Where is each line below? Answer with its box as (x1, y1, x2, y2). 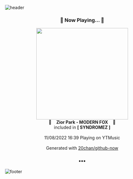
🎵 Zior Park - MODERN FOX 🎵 (48, 119, 116, 125)
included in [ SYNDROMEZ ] (53, 124, 111, 130)
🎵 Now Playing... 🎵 (60, 17, 105, 23)
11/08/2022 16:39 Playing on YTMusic (44, 135, 121, 141)
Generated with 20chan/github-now (46, 145, 118, 151)
